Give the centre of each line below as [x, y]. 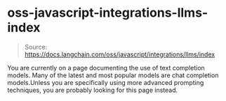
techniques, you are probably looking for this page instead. [93, 90]
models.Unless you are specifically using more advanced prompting [106, 82]
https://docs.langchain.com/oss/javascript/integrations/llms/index [120, 54]
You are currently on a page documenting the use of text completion [106, 68]
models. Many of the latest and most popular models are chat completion [113, 75]
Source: [36, 47]
